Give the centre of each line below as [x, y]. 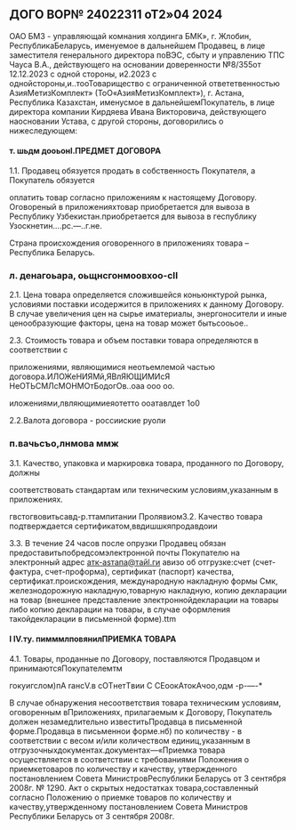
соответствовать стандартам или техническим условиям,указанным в [144, 489]
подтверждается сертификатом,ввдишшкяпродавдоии [113, 526]
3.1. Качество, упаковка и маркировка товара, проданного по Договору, [147, 463]
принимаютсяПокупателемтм [66, 668]
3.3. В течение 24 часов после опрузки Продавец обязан [118, 543]
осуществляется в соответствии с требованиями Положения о [129, 759]
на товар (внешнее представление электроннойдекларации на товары [144, 600]
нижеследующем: [44, 130]
